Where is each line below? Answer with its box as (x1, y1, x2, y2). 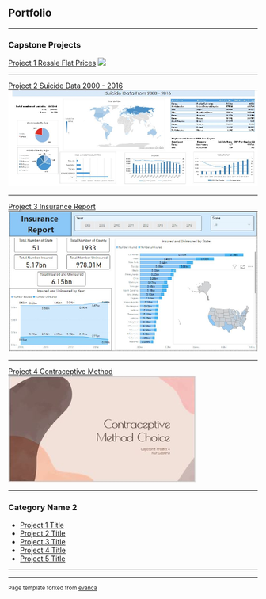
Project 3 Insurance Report (8, 202, 97, 212)
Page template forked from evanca (8, 584, 97, 592)
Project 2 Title (19, 528, 66, 538)
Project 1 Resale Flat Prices (8, 59, 97, 68)
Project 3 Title (19, 536, 66, 546)
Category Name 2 (8, 502, 78, 513)
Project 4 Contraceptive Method (8, 367, 113, 376)
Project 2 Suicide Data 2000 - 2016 (8, 81, 123, 90)
